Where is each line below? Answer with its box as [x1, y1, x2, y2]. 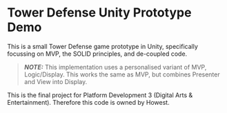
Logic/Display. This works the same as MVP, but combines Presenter [23, 70, 220, 79]
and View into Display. [23, 77, 88, 85]
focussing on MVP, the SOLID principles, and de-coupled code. [7, 50, 188, 58]
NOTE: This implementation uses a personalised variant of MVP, [23, 63, 207, 71]
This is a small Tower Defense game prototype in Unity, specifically [7, 42, 199, 50]
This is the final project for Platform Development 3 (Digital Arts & [7, 91, 193, 99]
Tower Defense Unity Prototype [7, 5, 192, 21]
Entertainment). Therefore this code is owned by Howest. [7, 98, 170, 106]
